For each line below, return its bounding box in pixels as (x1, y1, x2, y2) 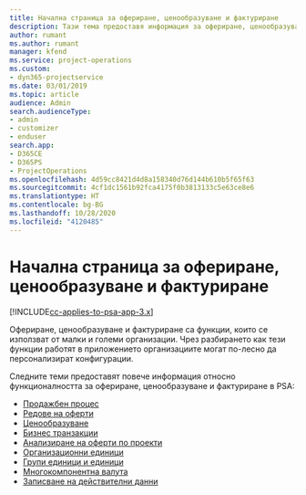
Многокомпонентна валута (22, 466, 128, 477)
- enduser (9, 132, 47, 142)
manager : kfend (9, 47, 67, 57)
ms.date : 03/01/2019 (9, 81, 88, 90)
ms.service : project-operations (9, 56, 132, 65)
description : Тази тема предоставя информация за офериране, (9, 22, 247, 31)
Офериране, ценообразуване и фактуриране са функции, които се (9, 323, 269, 334)
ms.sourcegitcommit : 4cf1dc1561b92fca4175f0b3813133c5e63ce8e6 (9, 184, 255, 193)
